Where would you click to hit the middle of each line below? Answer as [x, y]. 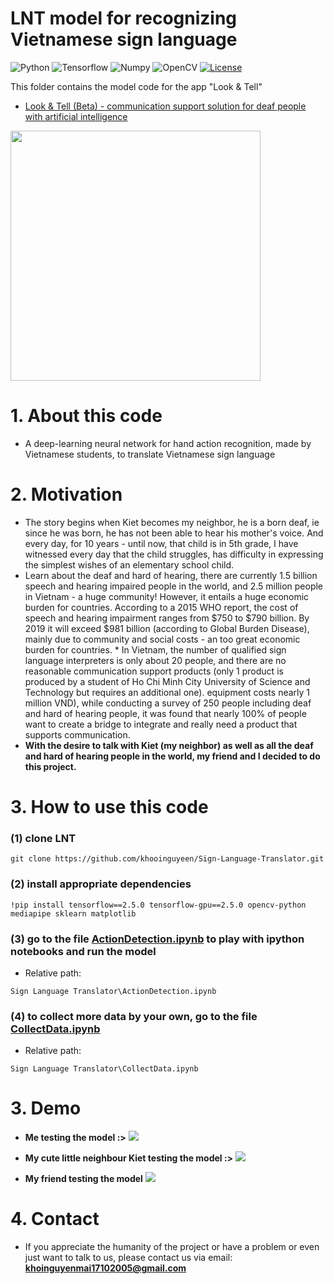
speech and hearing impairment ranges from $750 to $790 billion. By [167, 618]
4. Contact [55, 1219]
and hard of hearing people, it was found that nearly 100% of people [165, 713]
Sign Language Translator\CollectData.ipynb [104, 1069]
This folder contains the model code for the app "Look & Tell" [136, 86]
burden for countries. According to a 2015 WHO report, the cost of [161, 607]
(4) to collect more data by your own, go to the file [134, 1016]
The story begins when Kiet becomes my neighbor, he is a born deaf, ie [172, 522]
